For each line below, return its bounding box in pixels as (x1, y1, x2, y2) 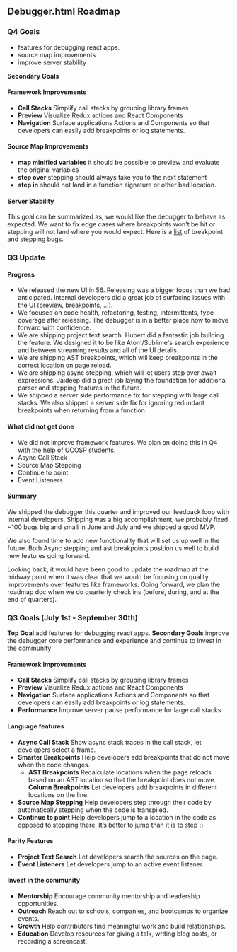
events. (17, 914, 40, 922)
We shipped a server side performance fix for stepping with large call (17, 391, 220, 400)
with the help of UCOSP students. (17, 446, 116, 454)
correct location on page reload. (17, 361, 112, 370)
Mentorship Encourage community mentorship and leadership (17, 891, 200, 900)
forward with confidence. (17, 323, 92, 332)
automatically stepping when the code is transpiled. (17, 806, 168, 814)
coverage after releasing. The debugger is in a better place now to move (17, 316, 229, 325)
